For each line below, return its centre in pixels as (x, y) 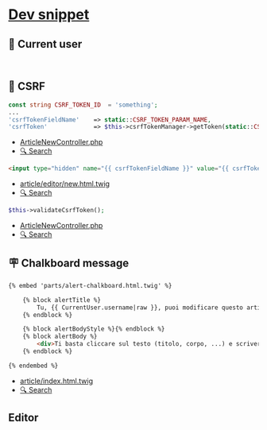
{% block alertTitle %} (62, 300)
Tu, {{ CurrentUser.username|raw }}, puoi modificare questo (140, 308)
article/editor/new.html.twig (64, 184)
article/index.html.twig (56, 381)
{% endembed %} (33, 366)
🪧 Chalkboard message (69, 263)
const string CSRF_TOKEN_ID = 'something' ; (83, 105)
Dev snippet (49, 15)
